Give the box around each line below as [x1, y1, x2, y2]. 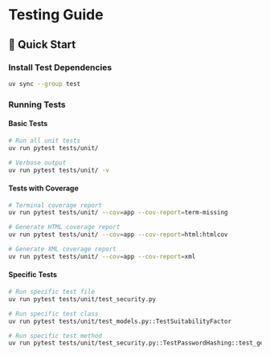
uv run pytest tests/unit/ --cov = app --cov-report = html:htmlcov [8, 231, 228, 239]
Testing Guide [8, 6, 104, 24]
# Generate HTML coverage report [8, 223, 121, 231]
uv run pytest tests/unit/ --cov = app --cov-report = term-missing [8, 209, 228, 217]
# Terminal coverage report [8, 201, 103, 210]
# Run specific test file [8, 288, 95, 296]
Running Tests [8, 99, 66, 110]
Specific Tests [8, 270, 58, 280]
